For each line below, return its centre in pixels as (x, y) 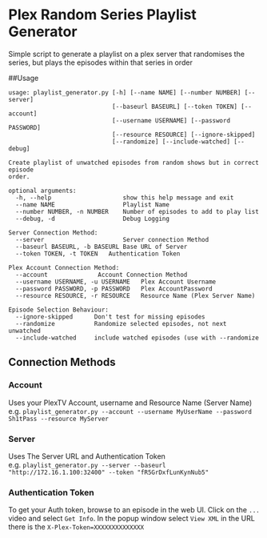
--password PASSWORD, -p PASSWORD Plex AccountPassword (114, 289)
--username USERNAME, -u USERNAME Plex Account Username (116, 282)
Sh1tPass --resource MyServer (59, 419)
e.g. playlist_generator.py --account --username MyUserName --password (130, 411)
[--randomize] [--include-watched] (171, 142)
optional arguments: (43, 191)
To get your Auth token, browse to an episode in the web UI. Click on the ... (134, 510)
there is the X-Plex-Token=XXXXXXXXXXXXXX (76, 527)
